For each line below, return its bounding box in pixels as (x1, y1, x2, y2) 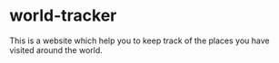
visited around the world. (9, 44, 103, 55)
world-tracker (9, 5, 117, 26)
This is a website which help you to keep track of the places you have (9, 35, 270, 46)
